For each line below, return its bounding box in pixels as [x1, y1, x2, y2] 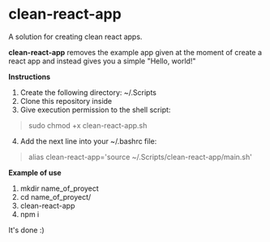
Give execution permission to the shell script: [19, 105, 171, 115]
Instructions [8, 71, 51, 81]
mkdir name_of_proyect [19, 184, 99, 193]
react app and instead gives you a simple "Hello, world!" [8, 56, 196, 66]
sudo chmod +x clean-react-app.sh [28, 120, 148, 130]
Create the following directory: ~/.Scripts [19, 87, 156, 97]
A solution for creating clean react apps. [8, 32, 143, 41]
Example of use [8, 167, 62, 177]
